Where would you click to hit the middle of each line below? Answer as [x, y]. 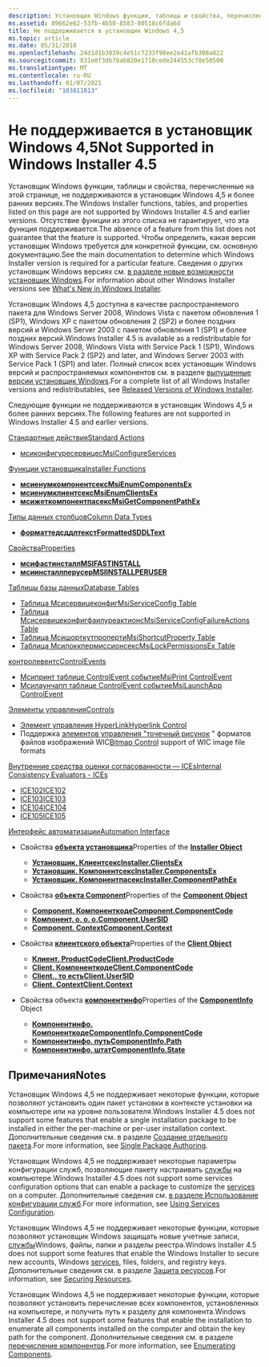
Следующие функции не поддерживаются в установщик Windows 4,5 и [130, 405]
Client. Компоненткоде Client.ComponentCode [112, 967]
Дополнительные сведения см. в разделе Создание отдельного [118, 1137]
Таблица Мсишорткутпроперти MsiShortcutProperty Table [118, 637]
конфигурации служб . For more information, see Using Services [114, 1204]
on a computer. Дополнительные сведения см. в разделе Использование [133, 1195]
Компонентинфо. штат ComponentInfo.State [108, 1050]
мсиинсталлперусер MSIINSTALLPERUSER [93, 572]
